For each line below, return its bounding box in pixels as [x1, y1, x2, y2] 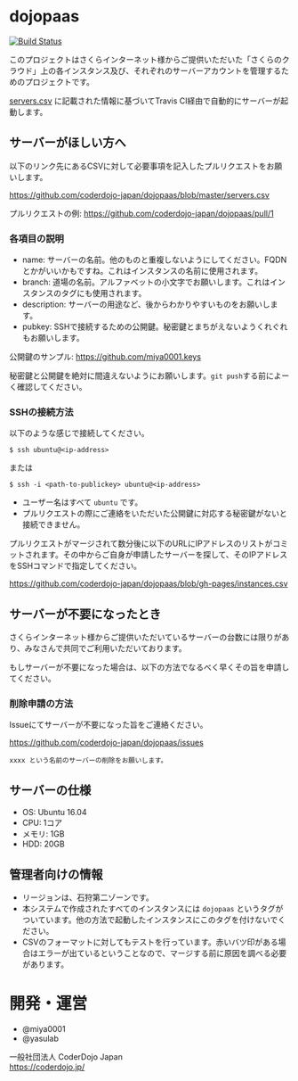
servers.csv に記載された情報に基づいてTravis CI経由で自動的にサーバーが [9, 95, 281, 106]
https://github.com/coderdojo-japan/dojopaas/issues [9, 738, 205, 748]
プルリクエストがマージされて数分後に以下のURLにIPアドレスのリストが [9, 538, 273, 549]
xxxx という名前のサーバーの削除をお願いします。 [9, 756, 168, 765]
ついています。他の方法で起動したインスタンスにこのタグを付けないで [21, 914, 278, 925]
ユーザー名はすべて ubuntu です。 [21, 497, 143, 507]
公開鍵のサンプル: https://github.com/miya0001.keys [9, 351, 202, 362]
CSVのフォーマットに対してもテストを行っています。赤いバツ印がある [21, 937, 278, 947]
